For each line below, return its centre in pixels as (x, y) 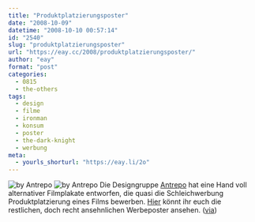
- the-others (37, 89)
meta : (17, 155)
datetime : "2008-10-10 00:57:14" (63, 30)
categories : (28, 74)
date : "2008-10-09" (40, 23)
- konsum (30, 126)
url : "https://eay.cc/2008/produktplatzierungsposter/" (102, 52)
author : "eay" (32, 60)
